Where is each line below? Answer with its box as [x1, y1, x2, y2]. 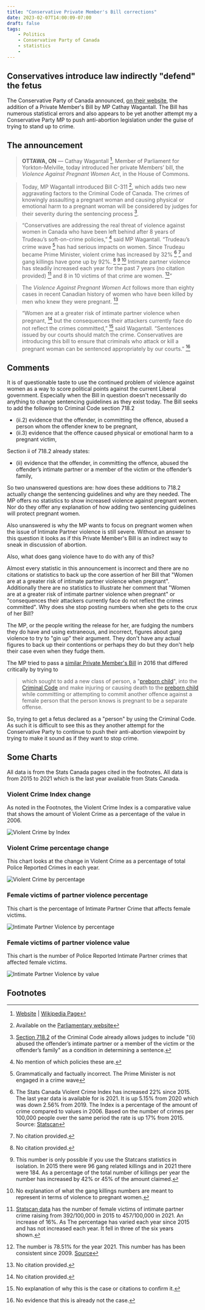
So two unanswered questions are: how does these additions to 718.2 [7, 484, 181, 492]
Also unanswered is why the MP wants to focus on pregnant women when [7, 521, 193, 529]
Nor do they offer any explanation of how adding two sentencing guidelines [7, 503, 196, 511]
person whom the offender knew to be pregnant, [15, 423, 138, 430]
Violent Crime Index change [7, 790, 91, 798]
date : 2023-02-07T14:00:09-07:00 [7, 15, 92, 21]
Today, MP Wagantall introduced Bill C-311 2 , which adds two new [21, 182, 187, 190]
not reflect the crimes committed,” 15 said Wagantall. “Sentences [21, 323, 184, 332]
